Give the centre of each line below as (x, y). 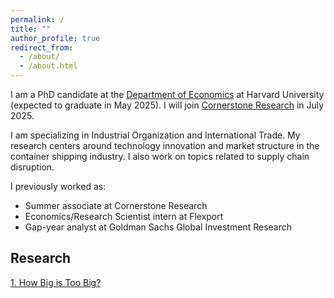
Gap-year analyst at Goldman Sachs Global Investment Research (158, 227)
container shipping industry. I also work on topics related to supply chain (160, 156)
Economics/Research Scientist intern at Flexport (124, 216)
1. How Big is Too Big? (56, 282)
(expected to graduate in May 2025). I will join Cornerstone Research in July (167, 105)
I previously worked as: (58, 186)
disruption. (32, 167)
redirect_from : (42, 47)
